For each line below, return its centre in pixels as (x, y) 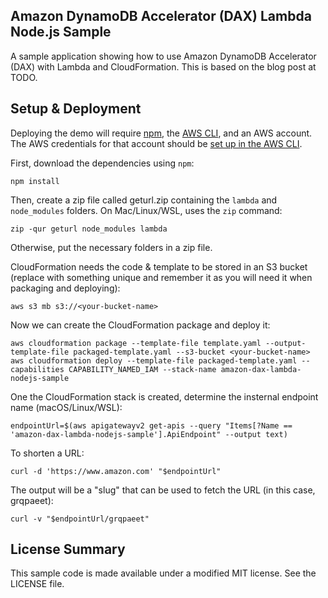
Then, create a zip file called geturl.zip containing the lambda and (144, 200)
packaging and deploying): (65, 288)
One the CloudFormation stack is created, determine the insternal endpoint (164, 396)
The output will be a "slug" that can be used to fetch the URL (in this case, (163, 490)
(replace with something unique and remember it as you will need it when (161, 277)
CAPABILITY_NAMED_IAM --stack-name (142, 369)
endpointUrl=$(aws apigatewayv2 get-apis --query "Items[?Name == (151, 425)
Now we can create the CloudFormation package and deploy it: (140, 325)
